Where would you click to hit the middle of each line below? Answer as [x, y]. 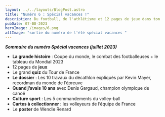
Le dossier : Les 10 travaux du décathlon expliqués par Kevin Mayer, [82, 78]
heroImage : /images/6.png [32, 28]
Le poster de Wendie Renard [42, 109]
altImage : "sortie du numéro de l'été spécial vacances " [66, 33]
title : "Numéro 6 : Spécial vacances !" [47, 14]
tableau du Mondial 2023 [38, 62]
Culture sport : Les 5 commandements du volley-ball [66, 99]
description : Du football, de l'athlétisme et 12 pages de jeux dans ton [83, 19]
